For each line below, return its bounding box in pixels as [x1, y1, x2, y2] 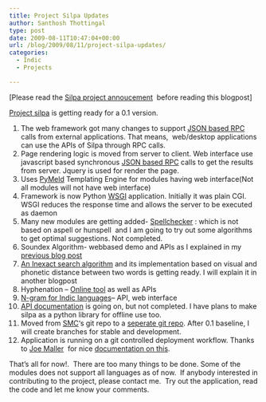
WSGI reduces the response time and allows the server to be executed [20, 199, 253, 209]
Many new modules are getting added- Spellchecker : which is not [20, 216, 239, 226]
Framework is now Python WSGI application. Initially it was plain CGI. [20, 191, 247, 200]
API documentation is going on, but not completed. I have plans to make [20, 301, 257, 311]
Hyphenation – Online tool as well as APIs [20, 284, 157, 294]
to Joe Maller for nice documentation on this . [20, 344, 170, 353]
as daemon [20, 208, 58, 218]
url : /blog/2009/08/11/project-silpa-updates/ [9, 41, 166, 49]
